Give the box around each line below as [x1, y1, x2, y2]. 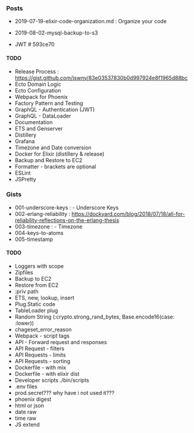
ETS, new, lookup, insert [14, 294, 74, 301]
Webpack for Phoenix [14, 93, 68, 100]
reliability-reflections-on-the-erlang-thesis [14, 216, 120, 224]
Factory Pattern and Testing [14, 100, 83, 107]
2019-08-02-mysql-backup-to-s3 [14, 29, 98, 36]
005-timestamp [14, 236, 54, 243]
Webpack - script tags [14, 332, 70, 339]
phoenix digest [14, 395, 52, 403]
